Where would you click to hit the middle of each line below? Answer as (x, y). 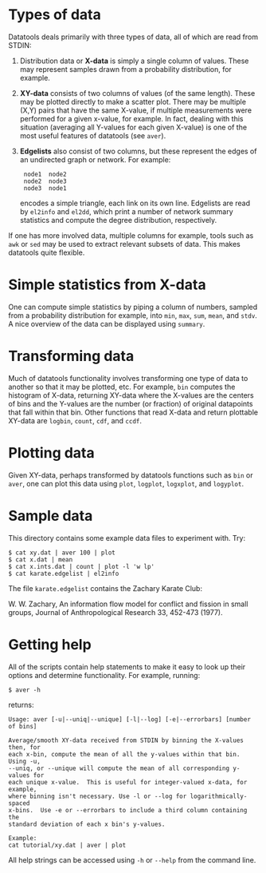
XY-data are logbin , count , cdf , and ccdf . (75, 420)
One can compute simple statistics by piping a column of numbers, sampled (133, 307)
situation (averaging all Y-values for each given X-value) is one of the (133, 127)
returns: (21, 704)
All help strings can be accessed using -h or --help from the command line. (132, 859)
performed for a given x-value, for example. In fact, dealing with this (131, 118)
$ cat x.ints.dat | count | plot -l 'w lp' (82, 566)
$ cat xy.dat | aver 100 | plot (62, 553)
